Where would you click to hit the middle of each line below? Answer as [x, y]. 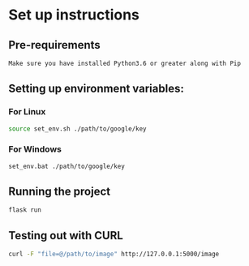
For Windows [35, 149]
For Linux [27, 112]
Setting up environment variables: [96, 89]
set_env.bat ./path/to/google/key [67, 166]
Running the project [60, 191]
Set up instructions [74, 15]
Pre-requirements [55, 45]
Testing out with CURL [66, 236]
